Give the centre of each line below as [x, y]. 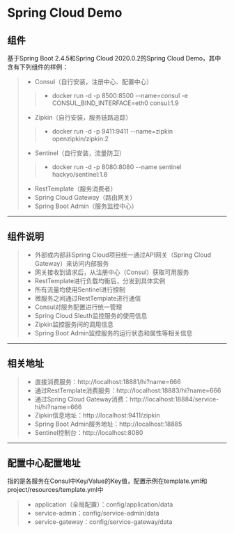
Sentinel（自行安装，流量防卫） [80, 153]
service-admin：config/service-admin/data [97, 514]
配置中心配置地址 [44, 463]
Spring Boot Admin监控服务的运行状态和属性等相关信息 [114, 333]
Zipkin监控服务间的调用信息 [74, 324]
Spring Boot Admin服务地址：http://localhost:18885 [108, 424]
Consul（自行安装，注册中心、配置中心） [94, 82]
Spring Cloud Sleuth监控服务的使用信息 [91, 315]
